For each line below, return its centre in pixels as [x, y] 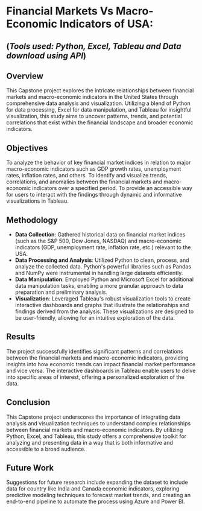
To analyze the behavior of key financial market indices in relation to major [99, 163]
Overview [25, 76]
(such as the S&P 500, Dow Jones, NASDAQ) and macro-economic [98, 241]
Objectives [27, 148]
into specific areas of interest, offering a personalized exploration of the [96, 377]
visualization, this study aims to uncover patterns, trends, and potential [94, 116]
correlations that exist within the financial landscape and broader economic [100, 122]
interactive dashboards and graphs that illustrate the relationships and [102, 305]
